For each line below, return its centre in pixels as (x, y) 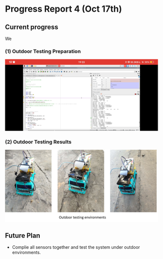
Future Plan (23, 236)
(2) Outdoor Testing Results (38, 141)
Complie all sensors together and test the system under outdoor (76, 247)
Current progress (32, 27)
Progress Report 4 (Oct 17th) (64, 9)
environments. (26, 253)
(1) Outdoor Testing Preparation (43, 51)
